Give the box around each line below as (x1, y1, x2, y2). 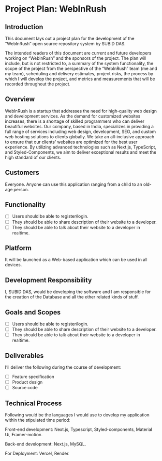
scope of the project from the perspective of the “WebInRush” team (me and (5, 66, 157, 71)
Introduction (5, 23, 44, 31)
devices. (5, 262, 22, 268)
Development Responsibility (5, 276, 92, 284)
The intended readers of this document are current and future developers (5, 50, 151, 56)
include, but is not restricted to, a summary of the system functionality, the (5, 61, 154, 66)
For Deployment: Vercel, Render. (5, 450, 70, 457)
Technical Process (5, 399, 62, 407)
